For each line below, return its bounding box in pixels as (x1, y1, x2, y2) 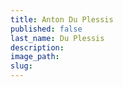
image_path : (10, 52, 60, 62)
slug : (10, 61, 33, 71)
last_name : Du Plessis (10, 33, 105, 43)
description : (10, 42, 65, 53)
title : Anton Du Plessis (10, 14, 114, 25)
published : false (10, 24, 83, 34)
